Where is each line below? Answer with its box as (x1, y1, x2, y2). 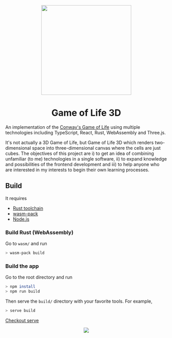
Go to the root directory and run (5, 274, 73, 281)
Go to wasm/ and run (5, 241, 47, 247)
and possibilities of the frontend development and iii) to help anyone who (5, 161, 160, 167)
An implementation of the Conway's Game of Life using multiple (5, 124, 140, 130)
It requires (5, 195, 27, 201)
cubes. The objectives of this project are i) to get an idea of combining (5, 150, 154, 156)
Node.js (12, 216, 30, 222)
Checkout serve (5, 317, 40, 323)
